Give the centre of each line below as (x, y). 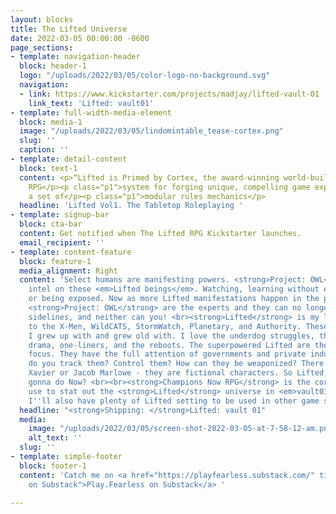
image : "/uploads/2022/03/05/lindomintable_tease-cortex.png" (151, 131)
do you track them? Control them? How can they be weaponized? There (176, 364)
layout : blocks (42, 19)
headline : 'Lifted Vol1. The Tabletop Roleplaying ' (131, 206)
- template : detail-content (69, 159)
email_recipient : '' (62, 242)
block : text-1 (48, 168)
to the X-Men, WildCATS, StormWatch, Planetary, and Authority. (165, 326)
